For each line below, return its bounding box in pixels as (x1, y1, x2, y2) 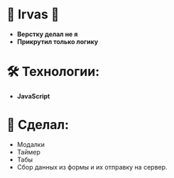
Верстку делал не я (16, 30, 78, 38)
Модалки (16, 140, 45, 148)
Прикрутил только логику (16, 37, 99, 45)
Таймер (16, 148, 40, 156)
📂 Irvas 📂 (6, 6, 60, 23)
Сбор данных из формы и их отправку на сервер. (16, 162, 168, 171)
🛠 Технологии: (6, 64, 100, 80)
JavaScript (16, 91, 50, 100)
